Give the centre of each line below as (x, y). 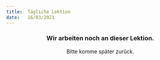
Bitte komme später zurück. (100, 51)
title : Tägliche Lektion (38, 12)
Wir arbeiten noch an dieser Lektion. (100, 38)
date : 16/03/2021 (30, 17)
